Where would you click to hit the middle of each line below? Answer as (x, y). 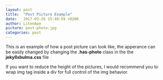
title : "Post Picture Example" (39, 14)
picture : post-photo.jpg (31, 28)
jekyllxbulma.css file (27, 57)
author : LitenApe (23, 23)
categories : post (23, 33)
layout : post (19, 10)
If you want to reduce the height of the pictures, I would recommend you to (82, 67)
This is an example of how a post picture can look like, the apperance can (81, 47)
